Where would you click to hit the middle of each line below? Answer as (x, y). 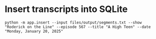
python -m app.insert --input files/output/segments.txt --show (73, 22)
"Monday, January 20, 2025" (34, 31)
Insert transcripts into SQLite (66, 9)
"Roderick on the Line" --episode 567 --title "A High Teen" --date (78, 27)
